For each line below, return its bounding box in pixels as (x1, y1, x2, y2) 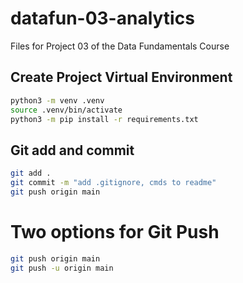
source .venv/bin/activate (10, 105, 123, 115)
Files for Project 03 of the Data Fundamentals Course (10, 40, 230, 52)
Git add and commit (10, 142, 135, 159)
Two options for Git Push (10, 221, 220, 243)
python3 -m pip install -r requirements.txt (10, 114, 199, 124)
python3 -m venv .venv (10, 95, 105, 106)
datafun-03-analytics (10, 7, 195, 30)
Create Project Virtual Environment (10, 69, 233, 86)
